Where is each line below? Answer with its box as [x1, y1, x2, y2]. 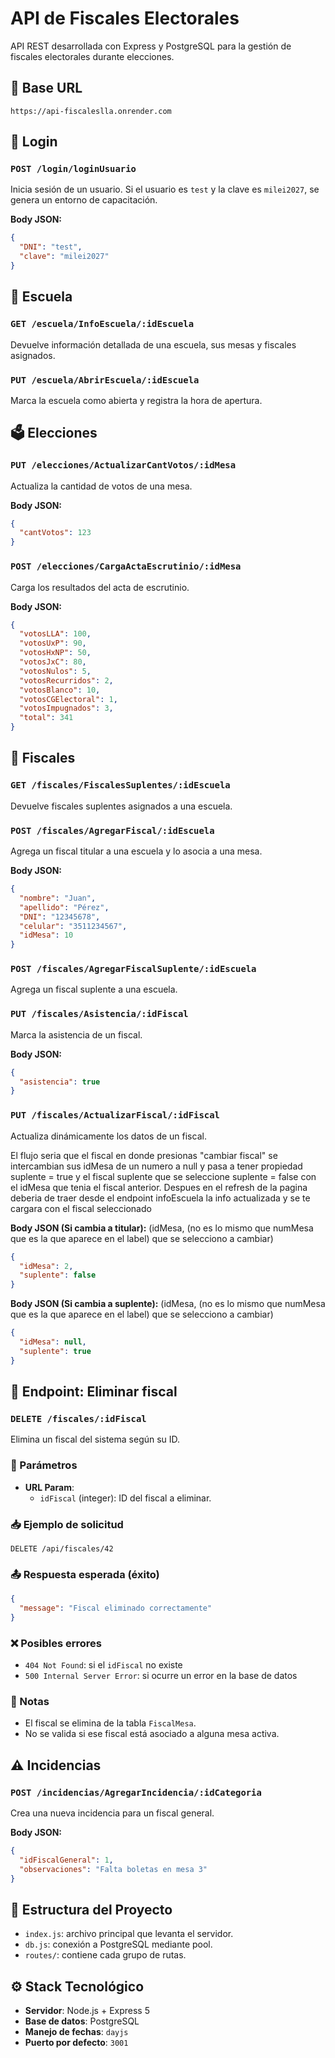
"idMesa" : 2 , [19, 1261, 74, 1271]
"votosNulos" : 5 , [19, 666, 92, 676]
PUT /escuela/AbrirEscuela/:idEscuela [10, 374, 200, 386]
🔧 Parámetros [10, 1458, 78, 1472]
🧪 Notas [10, 1695, 50, 1709]
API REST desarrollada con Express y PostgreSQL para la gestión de [10, 40, 292, 52]
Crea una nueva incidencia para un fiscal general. [10, 1807, 215, 1819]
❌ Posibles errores [10, 1636, 102, 1650]
